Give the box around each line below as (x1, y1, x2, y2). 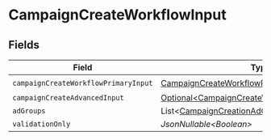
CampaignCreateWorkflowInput (8, 6, 227, 24)
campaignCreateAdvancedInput (12, 93, 124, 102)
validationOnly (12, 120, 71, 129)
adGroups (12, 107, 46, 115)
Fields (8, 38, 40, 52)
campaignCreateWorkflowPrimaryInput (12, 78, 153, 87)
